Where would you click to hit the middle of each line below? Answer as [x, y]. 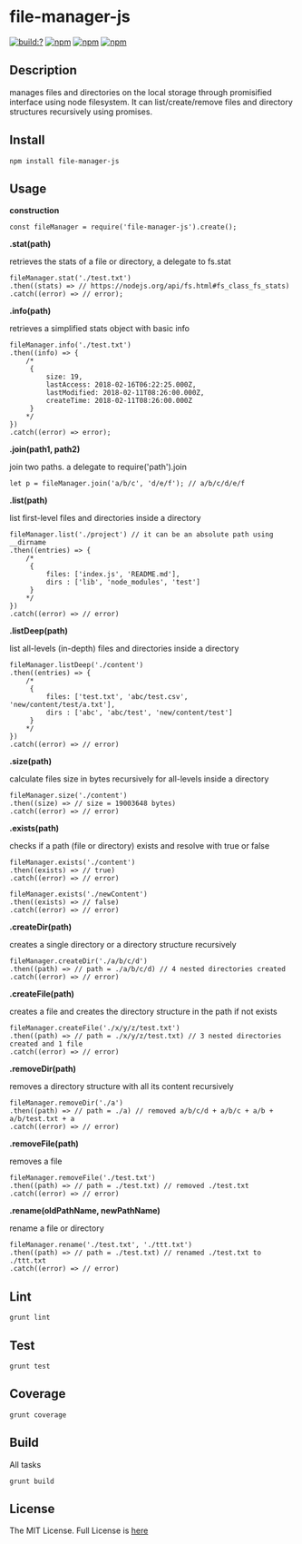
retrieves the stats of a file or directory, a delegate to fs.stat [120, 261]
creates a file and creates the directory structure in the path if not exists [144, 1012]
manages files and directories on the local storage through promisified [141, 92]
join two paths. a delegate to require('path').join [98, 467]
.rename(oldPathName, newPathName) [85, 1211]
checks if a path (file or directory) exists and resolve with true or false [140, 846]
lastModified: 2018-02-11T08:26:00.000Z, [125, 393]
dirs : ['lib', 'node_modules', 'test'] [123, 583]
